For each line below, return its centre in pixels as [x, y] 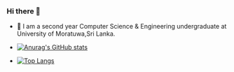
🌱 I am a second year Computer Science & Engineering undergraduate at [122, 27]
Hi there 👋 [24, 11]
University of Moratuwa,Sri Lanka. [66, 34]
